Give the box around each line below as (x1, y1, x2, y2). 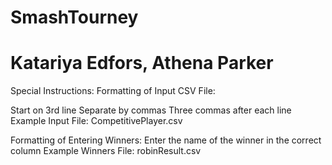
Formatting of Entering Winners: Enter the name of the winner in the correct (10, 134, 322, 146)
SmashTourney (10, 6, 139, 29)
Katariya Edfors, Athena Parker (10, 52, 274, 75)
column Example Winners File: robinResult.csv (10, 145, 202, 157)
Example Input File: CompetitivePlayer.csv (10, 115, 183, 127)
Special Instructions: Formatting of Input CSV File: (10, 85, 216, 97)
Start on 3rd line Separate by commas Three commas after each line (10, 104, 292, 116)
